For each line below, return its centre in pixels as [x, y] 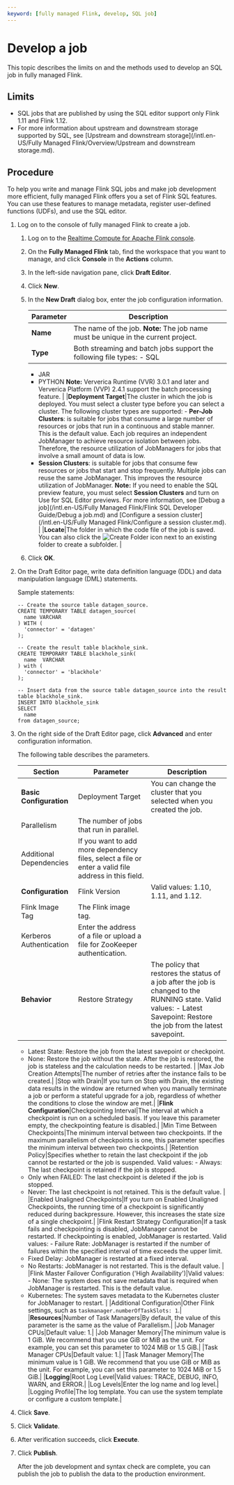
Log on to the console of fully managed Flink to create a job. [103, 225]
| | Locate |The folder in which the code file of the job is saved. [127, 530]
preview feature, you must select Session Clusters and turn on [128, 493]
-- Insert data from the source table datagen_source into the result [122, 691]
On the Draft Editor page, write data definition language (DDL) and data [119, 572]
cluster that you [176, 792]
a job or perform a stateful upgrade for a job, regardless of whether [124, 1096]
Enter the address [107, 927]
